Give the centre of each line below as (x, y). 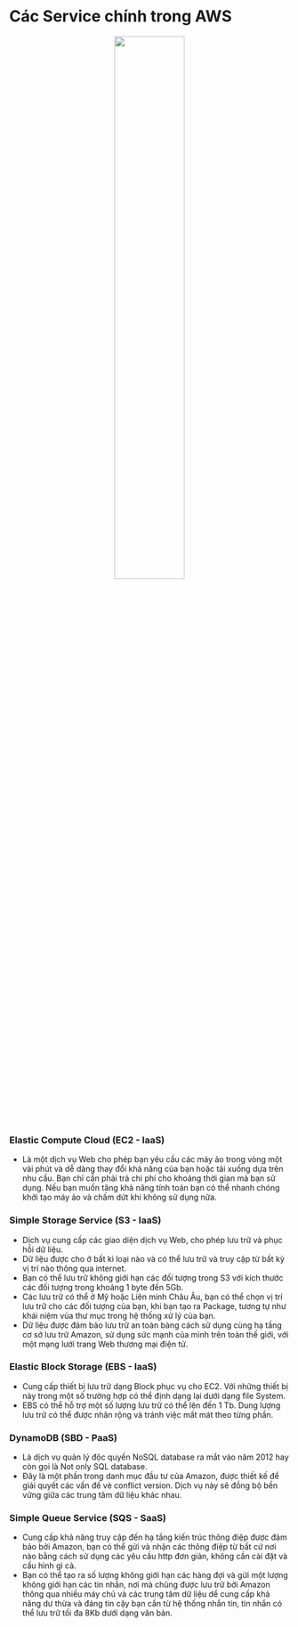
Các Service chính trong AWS (121, 16)
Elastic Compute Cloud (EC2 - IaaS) (87, 1140)
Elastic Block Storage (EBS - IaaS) (83, 1367)
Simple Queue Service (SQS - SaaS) (88, 1518)
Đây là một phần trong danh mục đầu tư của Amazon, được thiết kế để (151, 1477)
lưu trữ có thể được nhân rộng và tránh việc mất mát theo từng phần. (148, 1414)
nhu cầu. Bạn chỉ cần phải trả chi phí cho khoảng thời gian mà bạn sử (149, 1178)
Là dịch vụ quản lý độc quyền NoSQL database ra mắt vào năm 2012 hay (155, 1457)
